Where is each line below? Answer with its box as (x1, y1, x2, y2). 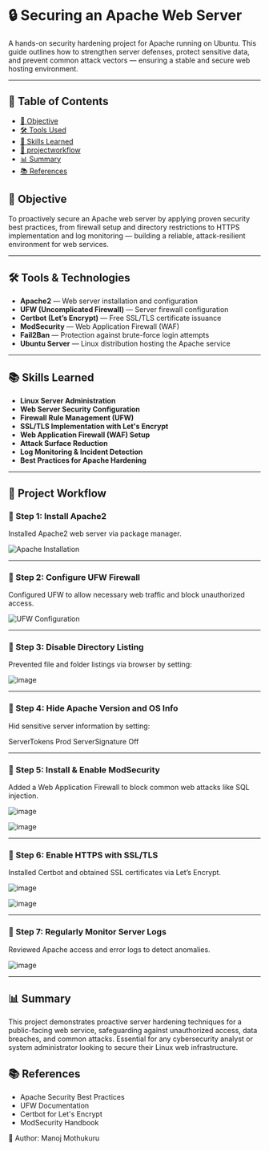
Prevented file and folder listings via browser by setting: (8, 659, 192, 670)
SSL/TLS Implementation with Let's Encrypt (19, 422, 169, 432)
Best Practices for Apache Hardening (19, 456, 147, 465)
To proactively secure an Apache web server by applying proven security (8, 213, 251, 223)
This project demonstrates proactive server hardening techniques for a (8, 1017, 242, 1027)
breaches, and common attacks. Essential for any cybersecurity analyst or (8, 1034, 254, 1044)
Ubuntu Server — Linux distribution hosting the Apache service (19, 338, 231, 349)
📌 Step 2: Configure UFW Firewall (8, 571, 141, 582)
